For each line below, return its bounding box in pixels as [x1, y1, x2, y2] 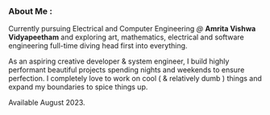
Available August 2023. [8, 98, 86, 108]
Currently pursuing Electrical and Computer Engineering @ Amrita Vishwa [8, 24, 256, 34]
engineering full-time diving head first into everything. [8, 41, 188, 51]
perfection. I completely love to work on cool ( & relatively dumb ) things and [8, 74, 262, 84]
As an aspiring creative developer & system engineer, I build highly [8, 56, 230, 66]
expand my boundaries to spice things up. [8, 82, 148, 92]
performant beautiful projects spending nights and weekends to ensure [8, 65, 245, 75]
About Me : [8, 6, 52, 17]
